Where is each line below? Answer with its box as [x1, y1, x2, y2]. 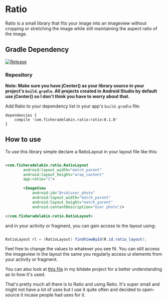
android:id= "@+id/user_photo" [32, 190, 95, 195]
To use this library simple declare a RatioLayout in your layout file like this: [5, 148, 158, 154]
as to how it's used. [5, 271, 46, 277]
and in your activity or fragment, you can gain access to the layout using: [5, 223, 156, 229]
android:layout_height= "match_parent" [32, 199, 113, 205]
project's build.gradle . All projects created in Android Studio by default [5, 88, 157, 94]
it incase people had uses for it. [21, 292, 86, 298]
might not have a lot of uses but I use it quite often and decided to [5, 286, 141, 292]
